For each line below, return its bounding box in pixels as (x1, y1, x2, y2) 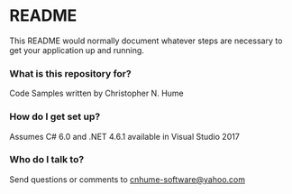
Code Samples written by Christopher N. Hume (9, 88, 184, 99)
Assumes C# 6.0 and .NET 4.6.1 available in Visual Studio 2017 (9, 131, 241, 142)
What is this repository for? (9, 67, 132, 79)
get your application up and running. (9, 44, 144, 55)
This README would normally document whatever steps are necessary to (9, 35, 283, 46)
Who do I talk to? (9, 153, 85, 166)
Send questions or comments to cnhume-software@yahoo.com (9, 173, 246, 185)
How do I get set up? (9, 110, 101, 123)
